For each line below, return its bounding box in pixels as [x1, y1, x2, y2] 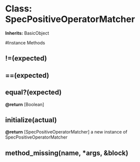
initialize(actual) [5, 116, 57, 124]
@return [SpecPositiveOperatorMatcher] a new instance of [5, 129, 127, 135]
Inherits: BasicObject [5, 30, 49, 36]
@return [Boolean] [5, 101, 44, 107]
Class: [5, 3, 32, 14]
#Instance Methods [5, 39, 45, 45]
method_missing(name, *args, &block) [5, 149, 128, 157]
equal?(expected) [5, 88, 62, 97]
